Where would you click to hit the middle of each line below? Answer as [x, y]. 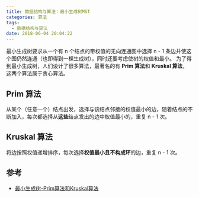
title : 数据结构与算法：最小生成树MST [48, 12]
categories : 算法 [27, 17]
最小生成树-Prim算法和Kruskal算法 [57, 188]
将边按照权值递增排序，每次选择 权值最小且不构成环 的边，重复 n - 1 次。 [93, 152]
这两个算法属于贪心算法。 [37, 73]
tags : [13, 22]
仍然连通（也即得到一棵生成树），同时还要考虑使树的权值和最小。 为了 [101, 59]
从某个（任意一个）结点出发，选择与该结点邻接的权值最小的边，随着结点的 [97, 109]
